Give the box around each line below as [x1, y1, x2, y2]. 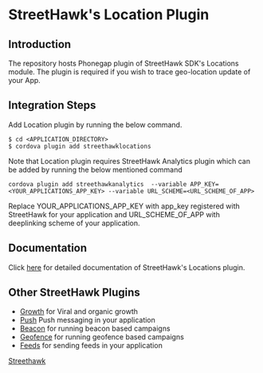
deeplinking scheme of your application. [8, 218, 141, 228]
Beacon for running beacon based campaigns [19, 323, 171, 333]
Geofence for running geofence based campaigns [19, 332, 185, 342]
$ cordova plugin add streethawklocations [8, 142, 151, 150]
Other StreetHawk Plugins [8, 286, 141, 300]
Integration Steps [8, 98, 96, 113]
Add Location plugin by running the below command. [8, 120, 183, 129]
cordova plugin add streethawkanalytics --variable [8, 180, 187, 188]
